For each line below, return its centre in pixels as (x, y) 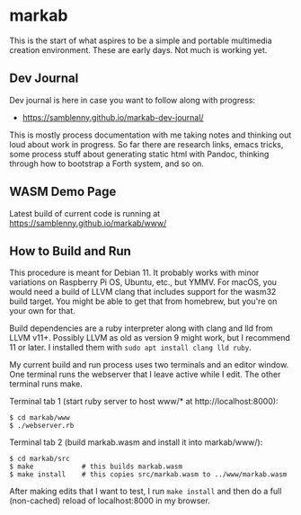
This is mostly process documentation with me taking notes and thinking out (150, 135)
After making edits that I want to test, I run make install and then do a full (146, 492)
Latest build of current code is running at (85, 213)
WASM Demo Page (63, 192)
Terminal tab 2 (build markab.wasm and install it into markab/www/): (136, 442)
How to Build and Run (71, 251)
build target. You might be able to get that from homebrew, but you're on (143, 301)
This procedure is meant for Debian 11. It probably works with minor (134, 273)
